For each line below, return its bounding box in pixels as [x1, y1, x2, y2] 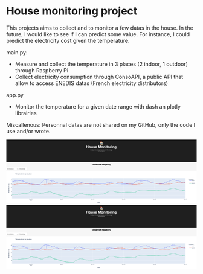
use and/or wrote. [6, 127, 51, 135]
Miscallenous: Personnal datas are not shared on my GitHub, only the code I [6, 121, 196, 128]
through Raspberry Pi [14, 66, 68, 74]
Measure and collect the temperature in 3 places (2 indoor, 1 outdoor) [14, 60, 188, 68]
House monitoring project [6, 4, 138, 18]
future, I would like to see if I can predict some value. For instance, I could [6, 30, 190, 37]
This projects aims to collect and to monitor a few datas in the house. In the [6, 24, 193, 31]
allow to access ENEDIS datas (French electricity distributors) [14, 80, 168, 87]
